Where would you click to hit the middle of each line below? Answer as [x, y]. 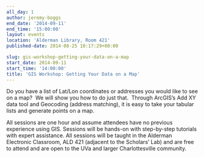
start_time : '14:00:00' [37, 68]
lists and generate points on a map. [50, 111]
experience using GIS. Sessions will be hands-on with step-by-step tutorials [101, 129]
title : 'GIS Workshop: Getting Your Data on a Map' [73, 74]
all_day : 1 [20, 12]
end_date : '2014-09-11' [37, 23]
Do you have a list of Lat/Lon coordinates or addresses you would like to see [102, 92]
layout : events [26, 35]
